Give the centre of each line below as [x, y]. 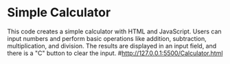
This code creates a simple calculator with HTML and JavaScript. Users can [114, 31]
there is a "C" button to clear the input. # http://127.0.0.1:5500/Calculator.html [115, 53]
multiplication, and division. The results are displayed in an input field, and [112, 46]
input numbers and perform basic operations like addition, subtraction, [107, 38]
